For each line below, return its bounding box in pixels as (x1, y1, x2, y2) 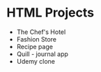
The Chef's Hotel (16, 28, 66, 36)
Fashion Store (16, 35, 57, 43)
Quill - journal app (16, 50, 69, 58)
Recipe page (16, 42, 54, 51)
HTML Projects (6, 5, 95, 21)
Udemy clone (16, 57, 56, 65)
